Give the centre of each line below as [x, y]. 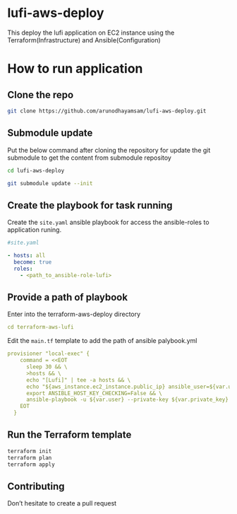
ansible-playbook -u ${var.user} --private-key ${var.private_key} [127, 400]
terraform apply [31, 465]
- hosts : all [26, 256]
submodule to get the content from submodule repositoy [89, 158]
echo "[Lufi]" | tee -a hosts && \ [78, 380]
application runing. [35, 230]
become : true [33, 262]
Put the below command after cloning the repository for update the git [109, 150]
